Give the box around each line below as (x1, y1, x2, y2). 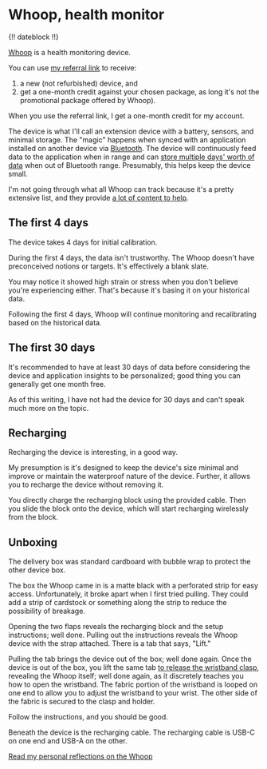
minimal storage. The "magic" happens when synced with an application (8, 134, 246, 145)
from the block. (8, 512, 58, 522)
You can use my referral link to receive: (8, 62, 137, 73)
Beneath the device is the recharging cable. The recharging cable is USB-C (8, 727, 255, 737)
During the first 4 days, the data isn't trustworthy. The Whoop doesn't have (8, 253, 255, 262)
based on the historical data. (8, 317, 102, 327)
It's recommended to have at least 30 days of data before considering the (8, 362, 251, 372)
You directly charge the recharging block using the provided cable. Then (8, 496, 246, 505)
